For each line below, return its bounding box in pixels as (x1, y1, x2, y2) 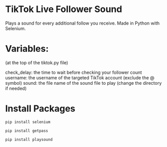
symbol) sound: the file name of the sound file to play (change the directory (5, 80, 162, 86)
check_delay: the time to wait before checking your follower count (5, 69, 142, 75)
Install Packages (5, 103, 75, 114)
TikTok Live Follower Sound (5, 4, 122, 15)
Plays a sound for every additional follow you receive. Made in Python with (5, 20, 160, 26)
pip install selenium (5, 119, 51, 124)
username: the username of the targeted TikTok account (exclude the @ (5, 74, 155, 81)
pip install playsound (5, 137, 53, 142)
